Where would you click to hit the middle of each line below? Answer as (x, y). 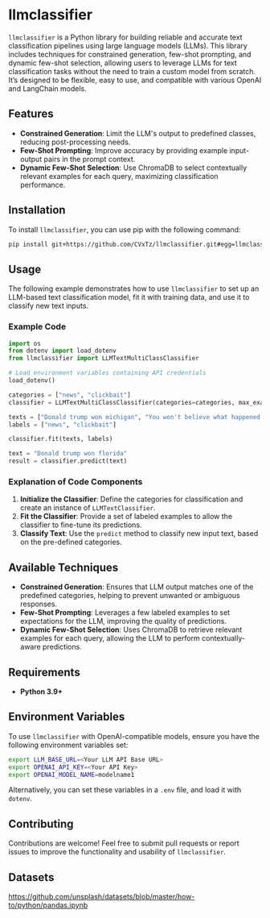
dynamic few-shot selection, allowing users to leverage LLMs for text (123, 63)
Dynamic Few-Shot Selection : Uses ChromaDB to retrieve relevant (131, 629)
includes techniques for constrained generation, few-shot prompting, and (130, 54)
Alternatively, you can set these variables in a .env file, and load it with (125, 790)
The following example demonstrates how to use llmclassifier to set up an (134, 289)
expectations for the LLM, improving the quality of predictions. (123, 621)
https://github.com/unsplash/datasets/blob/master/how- (102, 897)
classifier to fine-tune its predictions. (81, 525)
